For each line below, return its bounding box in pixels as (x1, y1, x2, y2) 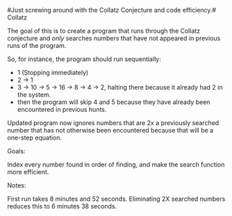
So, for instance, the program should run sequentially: (7, 55, 161, 63)
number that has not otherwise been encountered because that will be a (7, 126, 214, 134)
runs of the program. (7, 42, 67, 49)
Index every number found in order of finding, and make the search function (7, 160, 225, 169)
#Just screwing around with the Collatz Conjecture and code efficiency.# (7, 6, 217, 14)
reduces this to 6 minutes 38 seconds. (7, 202, 117, 210)
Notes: (7, 181, 26, 190)
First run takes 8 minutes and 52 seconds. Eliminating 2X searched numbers (7, 194, 226, 203)
